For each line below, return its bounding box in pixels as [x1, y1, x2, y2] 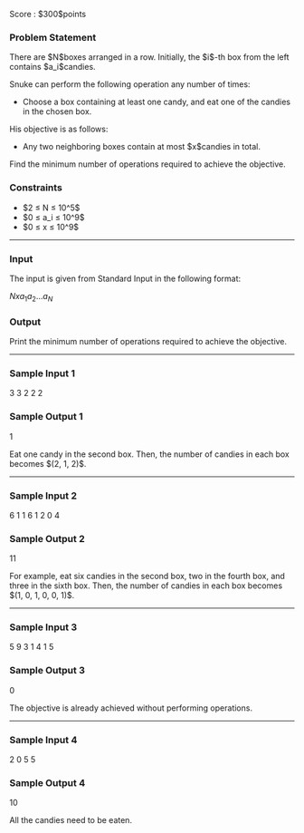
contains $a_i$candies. [9, 62, 97, 73]
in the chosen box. [22, 106, 92, 117]
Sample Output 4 [9, 776, 86, 789]
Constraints [9, 181, 63, 194]
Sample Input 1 [9, 367, 75, 380]
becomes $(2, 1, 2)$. [9, 458, 87, 469]
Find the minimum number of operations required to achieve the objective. [9, 159, 287, 170]
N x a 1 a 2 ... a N [9, 290, 53, 304]
